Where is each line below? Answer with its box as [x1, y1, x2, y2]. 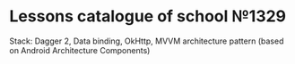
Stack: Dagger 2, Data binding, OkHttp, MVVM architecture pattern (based [9, 36, 284, 46]
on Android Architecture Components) [9, 44, 151, 55]
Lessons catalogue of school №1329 [9, 6, 287, 27]
